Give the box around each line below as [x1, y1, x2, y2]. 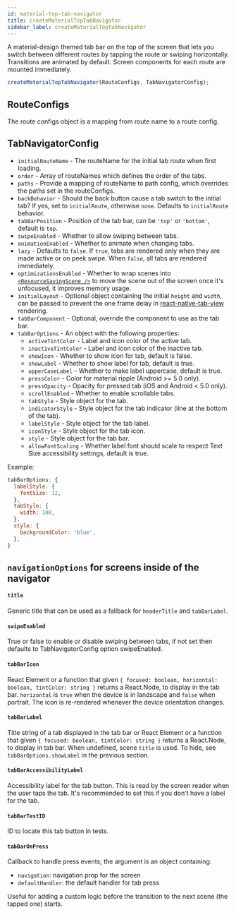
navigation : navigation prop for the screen [17, 871, 141, 880]
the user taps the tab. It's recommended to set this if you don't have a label [7, 789, 225, 797]
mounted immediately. [7, 65, 72, 74]
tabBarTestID [7, 813, 46, 820]
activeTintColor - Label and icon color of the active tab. [27, 336, 192, 345]
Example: [7, 462, 35, 471]
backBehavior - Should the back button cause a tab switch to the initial [17, 193, 221, 202]
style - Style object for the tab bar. [27, 433, 130, 442]
